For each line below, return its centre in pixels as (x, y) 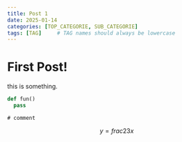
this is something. (32, 87)
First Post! (38, 67)
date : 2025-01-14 (32, 20)
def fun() (22, 99)
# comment (22, 118)
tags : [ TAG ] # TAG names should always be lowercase (91, 33)
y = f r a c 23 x (117, 131)
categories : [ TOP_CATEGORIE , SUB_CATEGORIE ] (73, 26)
